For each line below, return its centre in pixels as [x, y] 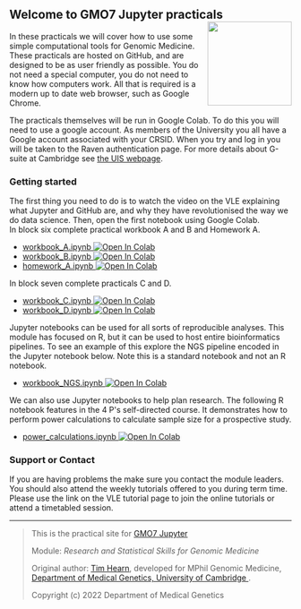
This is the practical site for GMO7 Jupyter [109, 534]
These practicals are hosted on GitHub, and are [97, 55]
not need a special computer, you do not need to [99, 74]
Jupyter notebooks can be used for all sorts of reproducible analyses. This [147, 328]
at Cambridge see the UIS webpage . [96, 158]
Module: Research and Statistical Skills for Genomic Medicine [145, 551]
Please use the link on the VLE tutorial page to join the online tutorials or [142, 498]
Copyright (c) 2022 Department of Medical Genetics [128, 596]
